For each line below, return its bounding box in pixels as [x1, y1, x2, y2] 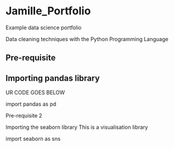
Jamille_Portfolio [5, 4, 91, 18]
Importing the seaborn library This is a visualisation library [5, 124, 148, 131]
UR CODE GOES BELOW [5, 89, 65, 96]
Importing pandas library [5, 73, 100, 83]
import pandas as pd [5, 100, 57, 108]
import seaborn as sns [5, 135, 61, 143]
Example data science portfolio [5, 24, 82, 31]
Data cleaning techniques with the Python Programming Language [5, 35, 169, 42]
